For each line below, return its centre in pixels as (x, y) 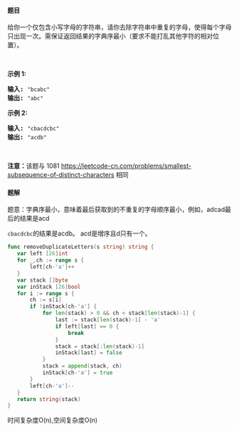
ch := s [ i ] (46, 300)
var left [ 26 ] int (43, 254)
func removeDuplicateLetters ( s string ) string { (81, 247)
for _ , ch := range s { (50, 260)
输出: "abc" (26, 98)
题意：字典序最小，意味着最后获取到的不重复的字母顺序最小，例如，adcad (116, 210)
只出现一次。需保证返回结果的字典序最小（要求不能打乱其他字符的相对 (110, 36)
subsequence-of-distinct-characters (61, 175)
